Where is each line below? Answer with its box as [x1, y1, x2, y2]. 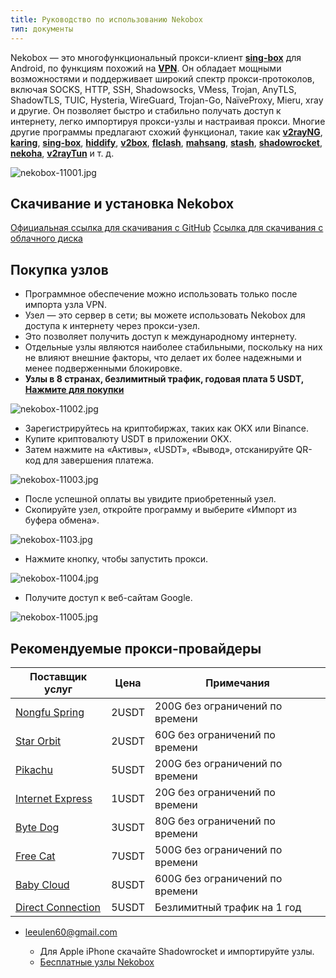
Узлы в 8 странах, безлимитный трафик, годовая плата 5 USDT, [24, 373, 305, 385]
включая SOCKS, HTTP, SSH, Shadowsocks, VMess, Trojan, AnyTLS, [10, 83, 297, 95]
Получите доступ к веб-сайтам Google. [24, 592, 193, 604]
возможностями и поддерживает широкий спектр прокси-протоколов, [10, 72, 315, 85]
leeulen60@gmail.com [24, 926, 118, 938]
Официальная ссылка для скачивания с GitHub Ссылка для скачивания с [10, 222, 324, 234]
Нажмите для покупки [24, 384, 125, 396]
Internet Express [15, 791, 93, 805]
